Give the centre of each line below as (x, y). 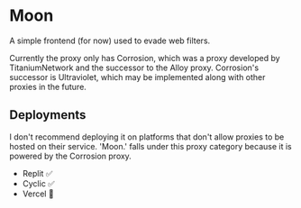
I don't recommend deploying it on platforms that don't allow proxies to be (147, 137)
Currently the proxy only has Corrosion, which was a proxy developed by (145, 58)
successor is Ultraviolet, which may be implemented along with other (137, 77)
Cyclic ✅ (39, 183)
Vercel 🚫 (38, 194)
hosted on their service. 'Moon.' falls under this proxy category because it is (150, 146)
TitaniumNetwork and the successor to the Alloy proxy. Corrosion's (134, 68)
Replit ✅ (37, 173)
